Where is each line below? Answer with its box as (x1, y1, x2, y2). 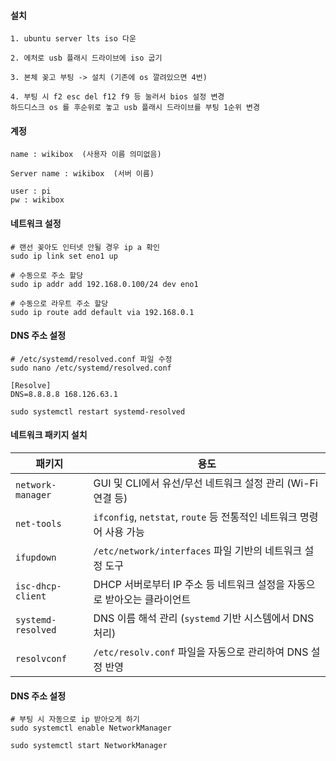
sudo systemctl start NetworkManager (10, 741, 168, 751)
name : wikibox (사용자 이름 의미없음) (10, 150, 162, 160)
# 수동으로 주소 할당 (10, 270, 84, 280)
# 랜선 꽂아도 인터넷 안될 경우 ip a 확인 (10, 242, 161, 252)
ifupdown (15, 552, 57, 564)
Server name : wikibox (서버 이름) (10, 169, 155, 179)
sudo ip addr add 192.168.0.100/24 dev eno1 (10, 279, 199, 289)
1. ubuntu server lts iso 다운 (10, 34, 137, 44)
